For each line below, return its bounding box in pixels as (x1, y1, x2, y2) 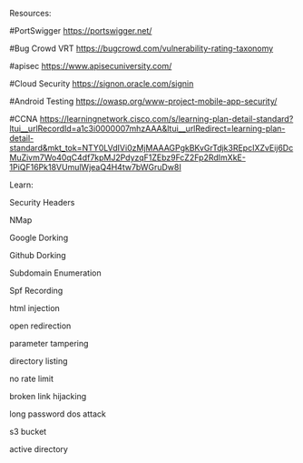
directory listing (9, 356, 68, 367)
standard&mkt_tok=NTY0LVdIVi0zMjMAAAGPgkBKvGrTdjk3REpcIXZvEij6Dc (9, 143, 294, 153)
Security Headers (9, 197, 75, 207)
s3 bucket (9, 427, 47, 437)
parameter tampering (9, 338, 89, 348)
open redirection (9, 320, 72, 331)
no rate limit (9, 373, 54, 384)
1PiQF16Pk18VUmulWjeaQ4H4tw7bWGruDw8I (9, 162, 181, 172)
